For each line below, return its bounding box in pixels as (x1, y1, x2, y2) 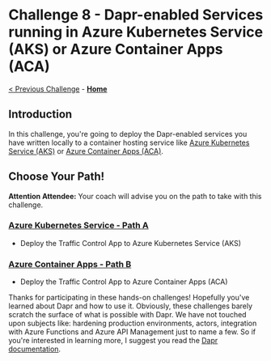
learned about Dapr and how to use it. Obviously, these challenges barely (8, 301, 253, 311)
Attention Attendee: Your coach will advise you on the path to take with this (8, 191, 262, 201)
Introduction (8, 108, 73, 121)
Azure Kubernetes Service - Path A (8, 220, 150, 231)
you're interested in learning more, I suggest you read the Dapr (8, 336, 218, 346)
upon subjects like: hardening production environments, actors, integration (8, 318, 257, 329)
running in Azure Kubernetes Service (8, 23, 264, 41)
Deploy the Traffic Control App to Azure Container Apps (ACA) (19, 277, 228, 287)
